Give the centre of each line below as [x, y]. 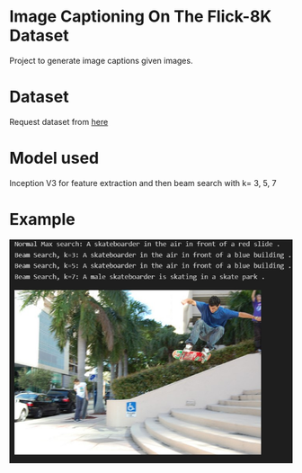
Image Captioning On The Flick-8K [141, 17]
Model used [54, 158]
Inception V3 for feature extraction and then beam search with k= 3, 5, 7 [143, 183]
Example [42, 219]
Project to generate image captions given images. [101, 60]
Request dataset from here [59, 121]
